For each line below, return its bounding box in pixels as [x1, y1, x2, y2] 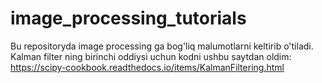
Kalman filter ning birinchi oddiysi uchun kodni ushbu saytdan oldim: [10, 50, 292, 62]
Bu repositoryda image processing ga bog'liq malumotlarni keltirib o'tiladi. [10, 40, 314, 52]
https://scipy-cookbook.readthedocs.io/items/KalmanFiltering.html [10, 61, 285, 73]
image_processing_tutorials [10, 7, 247, 30]
